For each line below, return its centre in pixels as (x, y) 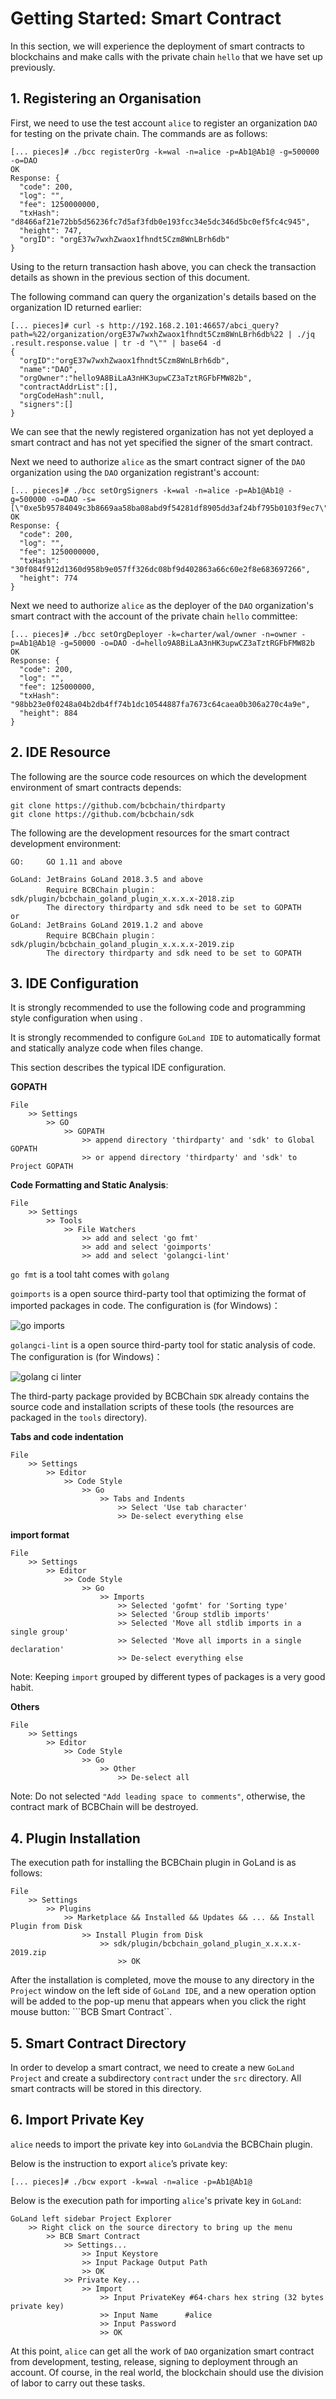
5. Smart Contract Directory (98, 2043)
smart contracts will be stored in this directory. (106, 2088)
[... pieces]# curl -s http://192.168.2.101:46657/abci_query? (145, 325)
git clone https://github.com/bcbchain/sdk (102, 814)
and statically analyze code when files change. (106, 1048)
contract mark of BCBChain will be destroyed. (104, 1807)
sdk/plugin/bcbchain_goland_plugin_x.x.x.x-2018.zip (122, 898)
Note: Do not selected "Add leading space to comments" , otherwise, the (158, 1796)
